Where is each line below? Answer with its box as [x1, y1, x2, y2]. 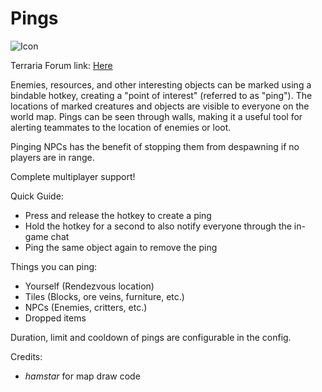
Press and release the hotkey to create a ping [24, 209, 212, 221]
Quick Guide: [10, 190, 64, 202]
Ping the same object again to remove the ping [24, 241, 218, 253]
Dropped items [24, 312, 87, 324]
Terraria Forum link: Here [10, 59, 113, 71]
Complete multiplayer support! [10, 170, 136, 182]
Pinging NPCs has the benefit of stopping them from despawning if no [10, 140, 300, 152]
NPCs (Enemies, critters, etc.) [24, 301, 148, 313]
